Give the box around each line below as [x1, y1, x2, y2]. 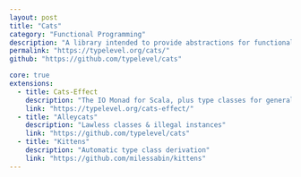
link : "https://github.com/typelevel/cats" [25, 129, 191, 139]
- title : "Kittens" [17, 138, 90, 147]
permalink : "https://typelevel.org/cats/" [9, 46, 170, 55]
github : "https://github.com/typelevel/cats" [9, 55, 182, 63]
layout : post [9, 13, 58, 22]
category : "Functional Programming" [9, 29, 146, 38]
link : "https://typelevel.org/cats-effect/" [25, 104, 194, 113]
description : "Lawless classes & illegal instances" [25, 121, 227, 130]
